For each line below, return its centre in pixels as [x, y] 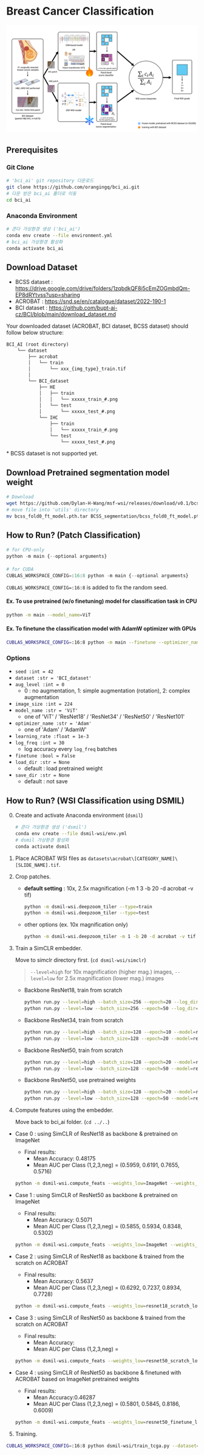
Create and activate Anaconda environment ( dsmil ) [79, 815]
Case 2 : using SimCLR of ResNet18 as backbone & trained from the [100, 1256]
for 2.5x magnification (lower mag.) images [110, 978]
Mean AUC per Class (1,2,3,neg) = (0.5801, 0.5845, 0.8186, [107, 1404]
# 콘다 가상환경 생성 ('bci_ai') [43, 229]
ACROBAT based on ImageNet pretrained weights [77, 1379]
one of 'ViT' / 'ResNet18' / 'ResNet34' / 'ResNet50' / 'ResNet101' [104, 717]
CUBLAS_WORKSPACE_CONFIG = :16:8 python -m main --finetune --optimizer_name [104, 642]
